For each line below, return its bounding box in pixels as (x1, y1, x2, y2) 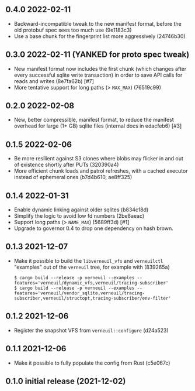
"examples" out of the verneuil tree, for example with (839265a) (13, 263, 170, 270)
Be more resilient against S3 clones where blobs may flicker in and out (13, 155, 183, 162)
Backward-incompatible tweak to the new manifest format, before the (13, 20, 182, 27)
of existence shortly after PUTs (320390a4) (13, 161, 119, 169)
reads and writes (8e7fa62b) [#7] (13, 77, 95, 84)
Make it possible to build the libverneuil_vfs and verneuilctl (13, 257, 163, 264)
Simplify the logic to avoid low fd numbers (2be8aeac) (13, 212, 145, 219)
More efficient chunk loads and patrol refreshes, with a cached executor (13, 167, 188, 174)
